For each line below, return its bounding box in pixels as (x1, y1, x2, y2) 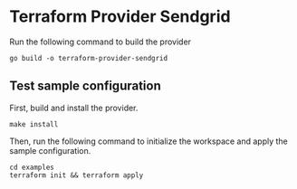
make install (9, 119, 59, 128)
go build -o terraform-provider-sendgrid (9, 53, 168, 62)
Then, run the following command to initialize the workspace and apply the (9, 136, 288, 146)
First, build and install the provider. (9, 102, 139, 113)
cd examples (9, 163, 54, 172)
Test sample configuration (9, 79, 161, 94)
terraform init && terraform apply (9, 170, 144, 180)
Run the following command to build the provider (9, 36, 192, 47)
